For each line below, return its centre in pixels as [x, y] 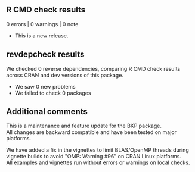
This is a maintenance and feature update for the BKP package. [84, 126]
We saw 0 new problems [45, 86]
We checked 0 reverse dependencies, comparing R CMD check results [93, 68]
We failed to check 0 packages [53, 93]
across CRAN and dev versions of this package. [65, 75]
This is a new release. [41, 36]
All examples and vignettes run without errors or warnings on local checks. [98, 162]
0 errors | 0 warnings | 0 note [42, 24]
